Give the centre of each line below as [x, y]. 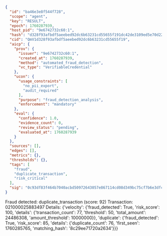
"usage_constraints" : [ [43, 81]
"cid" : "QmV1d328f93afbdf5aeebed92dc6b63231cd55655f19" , [70, 40]
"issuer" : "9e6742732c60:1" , [48, 53]
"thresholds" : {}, [29, 160]
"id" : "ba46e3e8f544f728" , [38, 12]
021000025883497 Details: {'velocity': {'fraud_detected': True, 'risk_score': [83, 207]
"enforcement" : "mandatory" [47, 105]
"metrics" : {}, [25, 155]
